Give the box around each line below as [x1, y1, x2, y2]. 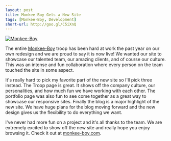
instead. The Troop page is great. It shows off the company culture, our [5, 82, 156, 89]
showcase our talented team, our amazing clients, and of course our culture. [5, 57, 166, 63]
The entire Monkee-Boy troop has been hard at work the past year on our [5, 45, 160, 51]
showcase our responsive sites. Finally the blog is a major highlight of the [5, 99, 160, 105]
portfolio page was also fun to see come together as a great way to [5, 93, 146, 99]
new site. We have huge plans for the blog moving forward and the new [5, 104, 156, 110]
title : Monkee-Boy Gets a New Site [5, 12, 81, 17]
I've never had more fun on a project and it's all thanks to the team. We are [5, 119, 162, 125]
